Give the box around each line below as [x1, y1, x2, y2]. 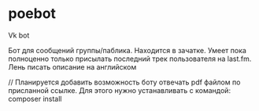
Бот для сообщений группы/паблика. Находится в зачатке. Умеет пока [8, 45, 246, 55]
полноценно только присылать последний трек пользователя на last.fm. [8, 54, 252, 63]
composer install [8, 94, 62, 103]
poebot [8, 5, 57, 23]
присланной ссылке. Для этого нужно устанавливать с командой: [8, 85, 231, 95]
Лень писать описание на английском [8, 62, 137, 71]
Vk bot [8, 30, 30, 40]
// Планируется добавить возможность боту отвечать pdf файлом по [8, 77, 241, 87]
